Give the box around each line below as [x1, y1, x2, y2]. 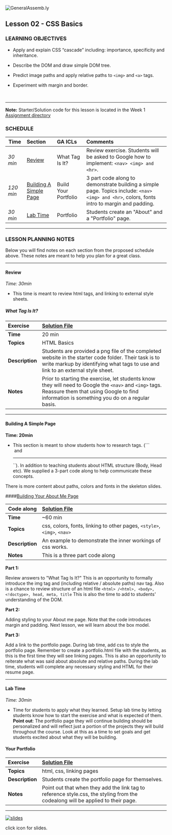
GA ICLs [57, 138, 77, 145]
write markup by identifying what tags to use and [41, 361, 160, 368]
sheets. [12, 296, 29, 302]
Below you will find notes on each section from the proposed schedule [5, 247, 155, 253]
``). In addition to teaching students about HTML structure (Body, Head [12, 462, 162, 468]
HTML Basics [41, 339, 74, 346]
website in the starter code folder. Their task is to [41, 354, 160, 361]
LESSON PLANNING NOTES [5, 235, 75, 243]
